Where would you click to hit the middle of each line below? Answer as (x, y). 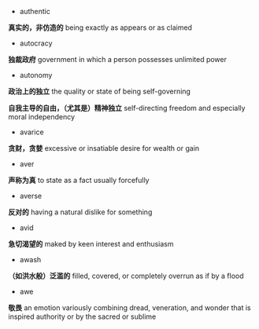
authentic (35, 11)
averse (31, 196)
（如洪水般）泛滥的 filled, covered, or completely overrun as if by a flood (126, 276)
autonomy (36, 75)
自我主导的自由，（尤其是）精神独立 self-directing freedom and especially (127, 108)
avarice (32, 132)
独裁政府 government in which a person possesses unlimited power (117, 59)
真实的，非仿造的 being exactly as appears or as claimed (100, 27)
